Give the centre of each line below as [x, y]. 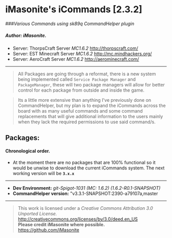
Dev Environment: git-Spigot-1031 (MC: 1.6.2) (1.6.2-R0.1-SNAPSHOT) [87, 188]
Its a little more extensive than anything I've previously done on [84, 100]
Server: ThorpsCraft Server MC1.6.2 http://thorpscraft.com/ [75, 48]
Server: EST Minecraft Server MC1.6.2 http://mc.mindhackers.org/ [82, 53]
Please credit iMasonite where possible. [61, 224]
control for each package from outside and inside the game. [81, 90]
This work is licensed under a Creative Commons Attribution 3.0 [85, 208]
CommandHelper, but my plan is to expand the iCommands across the [92, 105]
